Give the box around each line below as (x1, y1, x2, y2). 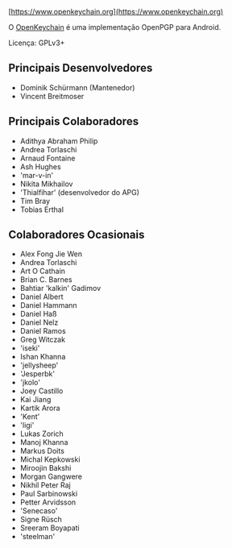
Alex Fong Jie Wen (19, 249, 83, 259)
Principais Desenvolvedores (8, 61, 153, 75)
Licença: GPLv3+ (8, 38, 65, 48)
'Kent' (19, 412, 40, 421)
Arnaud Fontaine (19, 153, 76, 163)
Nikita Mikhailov (19, 179, 73, 189)
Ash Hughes (19, 161, 62, 172)
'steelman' (19, 532, 56, 542)
